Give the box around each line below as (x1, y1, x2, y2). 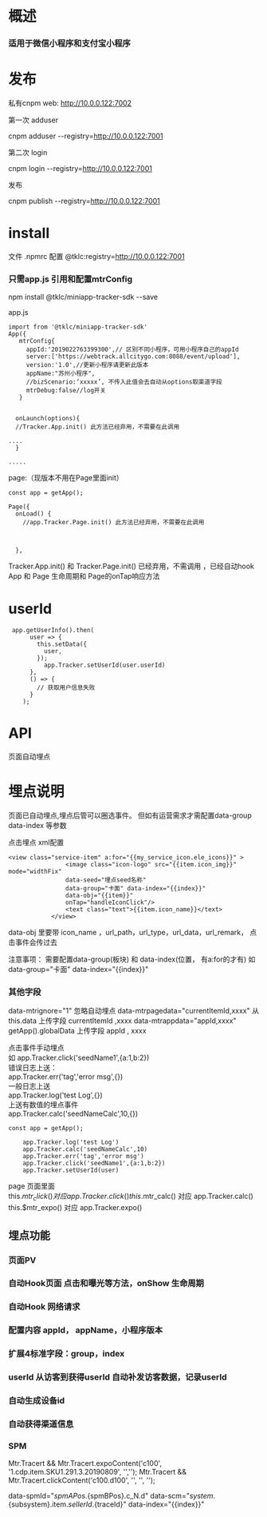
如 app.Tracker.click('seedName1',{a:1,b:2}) (8, 1053, 150, 1063)
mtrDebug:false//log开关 (26, 387, 106, 395)
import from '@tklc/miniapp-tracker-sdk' (8, 323, 148, 332)
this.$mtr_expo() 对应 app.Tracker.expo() (8, 1203, 143, 1212)
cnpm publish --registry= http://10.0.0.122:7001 (8, 197, 161, 206)
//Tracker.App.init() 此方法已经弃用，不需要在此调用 (15, 423, 180, 432)
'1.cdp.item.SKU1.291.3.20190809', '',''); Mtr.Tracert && (8, 1467, 187, 1477)
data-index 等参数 (8, 821, 68, 830)
